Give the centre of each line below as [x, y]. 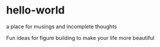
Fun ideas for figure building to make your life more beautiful [80, 38]
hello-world [36, 10]
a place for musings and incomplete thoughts [62, 26]
